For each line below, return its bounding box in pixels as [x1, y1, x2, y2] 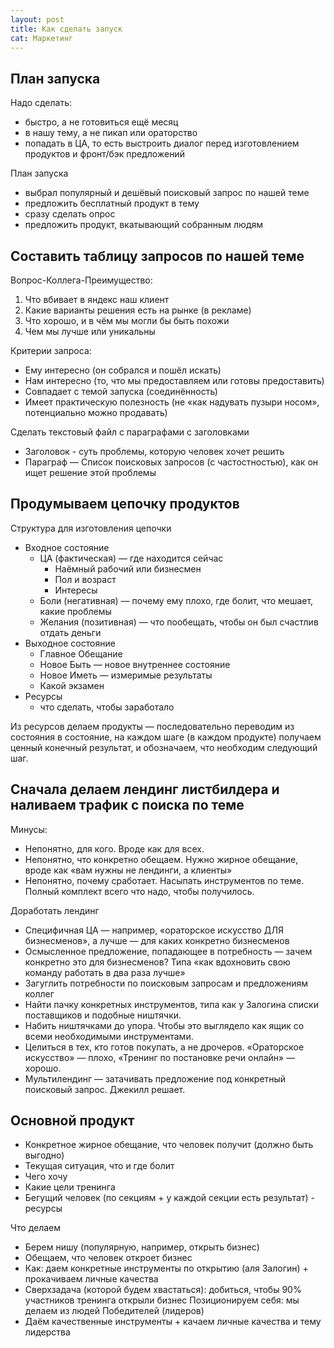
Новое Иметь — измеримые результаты [39, 669, 213, 681]
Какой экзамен [39, 679, 105, 691]
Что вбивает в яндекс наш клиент [24, 294, 170, 305]
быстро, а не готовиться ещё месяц [24, 116, 179, 128]
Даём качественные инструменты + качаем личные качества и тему [24, 1316, 322, 1328]
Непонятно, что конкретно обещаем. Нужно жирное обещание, [24, 853, 299, 865]
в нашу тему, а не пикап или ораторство [24, 127, 198, 139]
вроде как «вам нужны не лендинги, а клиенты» [24, 864, 233, 876]
